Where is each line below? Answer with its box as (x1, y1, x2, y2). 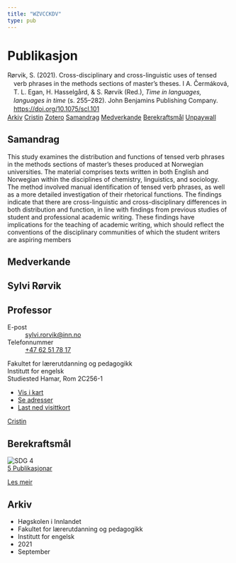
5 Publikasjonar (7, 464, 52, 473)
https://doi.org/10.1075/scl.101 (13, 104, 100, 113)
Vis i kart (17, 388, 44, 397)
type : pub (7, 17, 37, 24)
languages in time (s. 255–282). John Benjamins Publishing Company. (13, 97, 218, 105)
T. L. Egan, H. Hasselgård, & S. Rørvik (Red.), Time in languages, (13, 88, 202, 97)
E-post (7, 323, 27, 332)
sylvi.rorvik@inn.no (25, 331, 82, 339)
